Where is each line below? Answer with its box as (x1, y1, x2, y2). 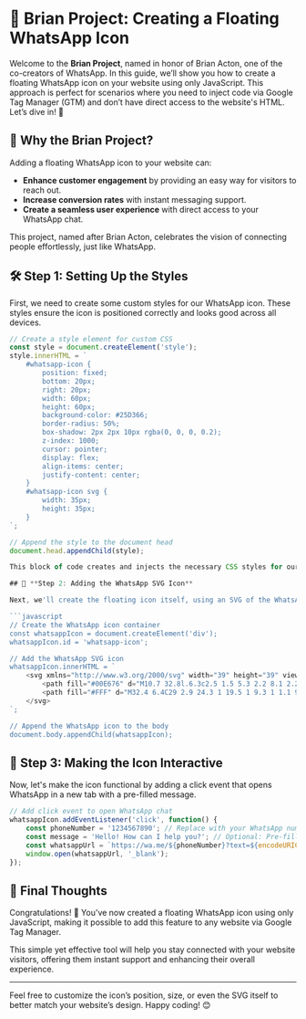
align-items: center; (42, 461, 125, 471)
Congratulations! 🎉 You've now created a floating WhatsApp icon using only (9, 908, 294, 919)
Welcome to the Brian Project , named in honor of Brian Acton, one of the (9, 58, 283, 68)
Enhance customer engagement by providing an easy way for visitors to (22, 174, 297, 185)
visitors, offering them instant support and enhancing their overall (9, 954, 255, 965)
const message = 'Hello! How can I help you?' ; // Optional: (25, 832, 262, 841)
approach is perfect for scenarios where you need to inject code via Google (9, 87, 293, 98)
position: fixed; (42, 369, 107, 378)
